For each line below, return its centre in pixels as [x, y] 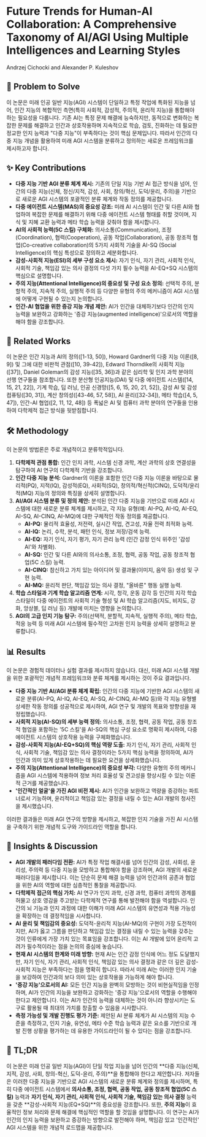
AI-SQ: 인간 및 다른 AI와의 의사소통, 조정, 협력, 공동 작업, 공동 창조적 [106, 555]
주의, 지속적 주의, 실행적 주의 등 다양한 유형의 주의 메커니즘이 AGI [105, 291]
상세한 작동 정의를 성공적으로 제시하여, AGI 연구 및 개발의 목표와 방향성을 [102, 706]
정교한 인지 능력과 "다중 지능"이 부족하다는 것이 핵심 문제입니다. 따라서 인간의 [99, 133]
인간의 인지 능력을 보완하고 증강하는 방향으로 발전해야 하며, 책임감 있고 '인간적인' [103, 1120]
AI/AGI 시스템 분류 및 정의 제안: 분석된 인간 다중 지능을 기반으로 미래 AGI [102, 501]
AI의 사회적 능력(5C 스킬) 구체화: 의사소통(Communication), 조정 [93, 229]
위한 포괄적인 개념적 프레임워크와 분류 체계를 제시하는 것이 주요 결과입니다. [102, 678]
